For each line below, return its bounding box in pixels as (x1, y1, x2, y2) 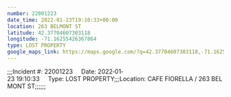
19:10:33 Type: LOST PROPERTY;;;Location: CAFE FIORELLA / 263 (16, 74, 210, 83)
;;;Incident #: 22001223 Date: (7, 67, 96, 76)
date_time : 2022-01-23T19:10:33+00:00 (7, 17, 118, 23)
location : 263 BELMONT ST (7, 23, 81, 30)
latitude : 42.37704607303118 (7, 29, 91, 36)
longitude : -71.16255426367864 (7, 36, 97, 43)
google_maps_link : (7, 49, 60, 56)
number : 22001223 (7, 10, 57, 17)
